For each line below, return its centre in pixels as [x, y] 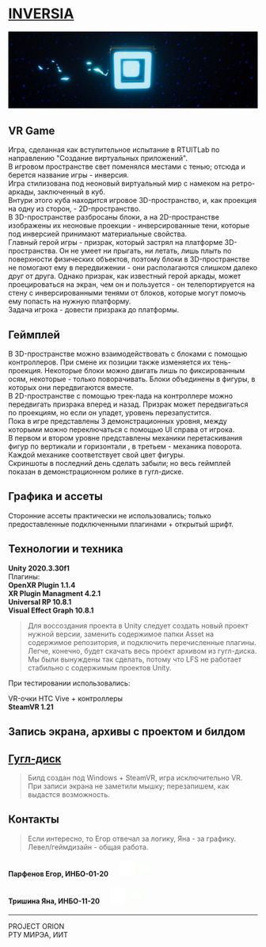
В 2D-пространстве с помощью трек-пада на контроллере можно [121, 396]
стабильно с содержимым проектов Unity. [99, 667]
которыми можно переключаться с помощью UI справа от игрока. [122, 430]
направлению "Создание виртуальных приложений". [98, 158]
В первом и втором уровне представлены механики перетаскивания [125, 438]
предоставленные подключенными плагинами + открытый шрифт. [121, 524]
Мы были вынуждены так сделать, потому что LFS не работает [135, 659]
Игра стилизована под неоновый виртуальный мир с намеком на [119, 184]
